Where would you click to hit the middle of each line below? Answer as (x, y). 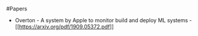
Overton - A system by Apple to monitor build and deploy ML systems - (103, 20)
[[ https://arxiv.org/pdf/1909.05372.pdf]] (64, 27)
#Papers (17, 9)
